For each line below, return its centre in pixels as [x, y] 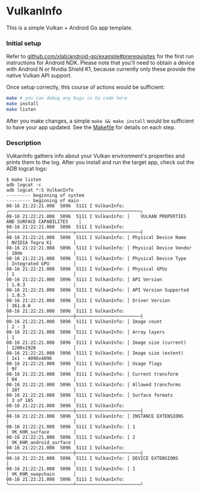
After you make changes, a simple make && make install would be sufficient [100, 121]
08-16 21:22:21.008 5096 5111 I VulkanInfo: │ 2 [71, 438]
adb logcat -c [24, 185]
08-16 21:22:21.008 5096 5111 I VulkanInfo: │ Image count [84, 322]
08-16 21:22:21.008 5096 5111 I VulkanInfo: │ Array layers [85, 332]
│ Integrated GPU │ [41, 264]
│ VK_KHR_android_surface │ [41, 443]
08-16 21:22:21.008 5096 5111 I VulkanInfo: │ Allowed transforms [94, 385]
